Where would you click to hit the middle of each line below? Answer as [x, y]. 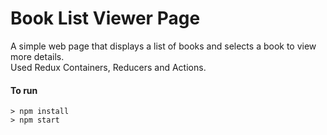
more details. [37, 56]
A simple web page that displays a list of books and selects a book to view [163, 46]
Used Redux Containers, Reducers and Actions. [108, 67]
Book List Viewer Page [105, 18]
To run [24, 90]
